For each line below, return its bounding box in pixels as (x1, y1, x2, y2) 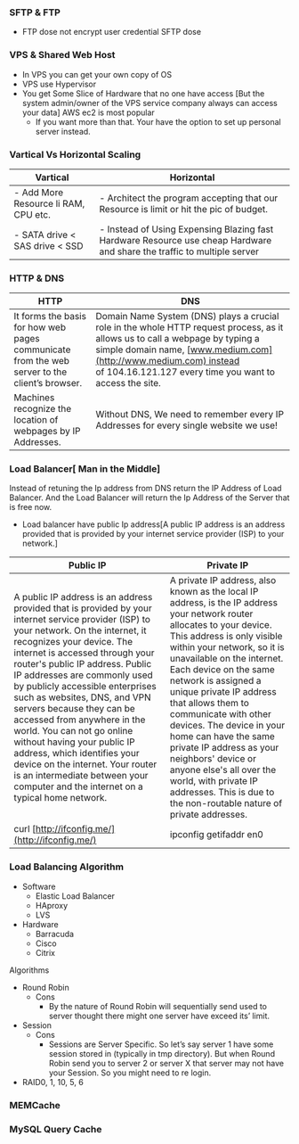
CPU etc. (13, 208, 51, 220)
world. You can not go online (13, 725, 133, 737)
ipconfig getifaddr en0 (169, 828, 264, 841)
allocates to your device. (169, 619, 272, 631)
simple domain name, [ (95, 343, 191, 356)
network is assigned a (169, 675, 262, 687)
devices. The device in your (169, 720, 286, 732)
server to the (13, 366, 68, 378)
